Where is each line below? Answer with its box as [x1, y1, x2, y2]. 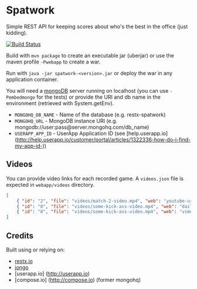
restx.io [14, 257, 33, 264]
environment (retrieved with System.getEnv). [6, 99, 114, 106]
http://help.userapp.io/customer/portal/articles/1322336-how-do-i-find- [16, 136, 191, 143]
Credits [6, 230, 34, 241]
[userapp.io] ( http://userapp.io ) [14, 270, 90, 277]
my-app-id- [14, 142, 43, 149]
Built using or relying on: [6, 246, 65, 253]
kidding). [6, 29, 28, 36]
